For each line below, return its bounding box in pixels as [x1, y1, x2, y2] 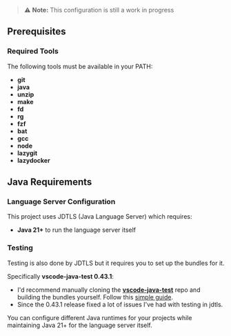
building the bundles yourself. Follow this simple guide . [17, 293, 174, 301]
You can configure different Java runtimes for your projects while [7, 313, 192, 322]
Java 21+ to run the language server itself [17, 226, 137, 234]
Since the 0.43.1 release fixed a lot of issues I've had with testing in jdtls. [17, 300, 223, 308]
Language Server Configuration [7, 197, 116, 206]
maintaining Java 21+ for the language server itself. [7, 321, 153, 329]
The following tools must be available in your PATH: [7, 62, 153, 70]
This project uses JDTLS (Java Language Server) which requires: [7, 213, 192, 221]
